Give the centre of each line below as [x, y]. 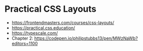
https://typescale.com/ [35, 33]
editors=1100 [24, 43]
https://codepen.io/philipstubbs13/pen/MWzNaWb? [86, 38]
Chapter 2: [23, 38]
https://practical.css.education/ [43, 27]
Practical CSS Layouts [50, 9]
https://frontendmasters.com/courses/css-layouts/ [63, 23]
